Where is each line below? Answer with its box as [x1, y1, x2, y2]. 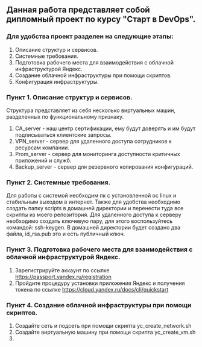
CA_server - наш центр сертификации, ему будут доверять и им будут [14, 125, 196, 132]
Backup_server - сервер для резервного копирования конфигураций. [14, 163, 194, 170]
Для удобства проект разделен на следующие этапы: [6, 33, 174, 41]
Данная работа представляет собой [6, 5, 150, 15]
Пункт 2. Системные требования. [6, 178, 110, 186]
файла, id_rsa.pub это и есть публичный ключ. [6, 230, 125, 237]
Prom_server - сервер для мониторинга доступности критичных [14, 150, 181, 157]
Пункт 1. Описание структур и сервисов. [6, 93, 133, 101]
